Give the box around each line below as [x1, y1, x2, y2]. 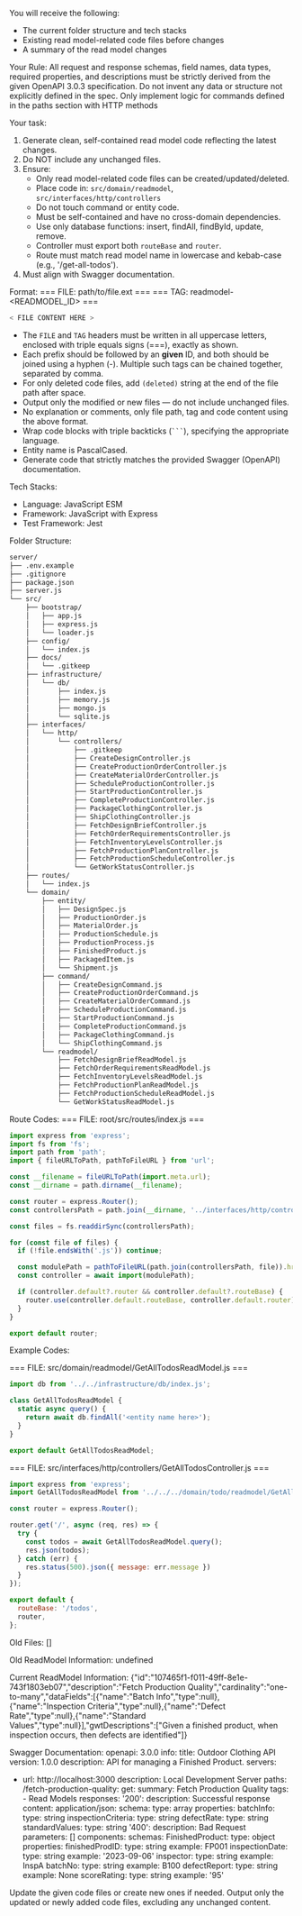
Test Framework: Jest [22, 517, 103, 528]
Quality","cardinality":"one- [187, 1681, 288, 1692]
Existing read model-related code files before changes [22, 35, 225, 45]
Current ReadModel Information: [9, 1672, 129, 1683]
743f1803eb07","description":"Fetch [9, 1681, 144, 1692]
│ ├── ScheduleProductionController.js [25, 779, 216, 788]
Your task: [9, 117, 47, 128]
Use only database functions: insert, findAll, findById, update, [35, 221, 263, 232]
